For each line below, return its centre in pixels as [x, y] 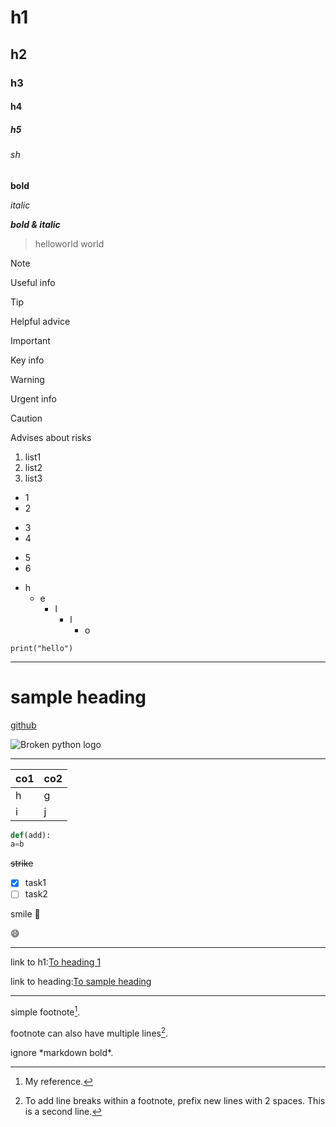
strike [22, 863]
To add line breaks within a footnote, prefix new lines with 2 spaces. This [175, 1100]
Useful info [33, 282]
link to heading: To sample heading [81, 982]
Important [30, 340]
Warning [27, 379]
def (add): [31, 835]
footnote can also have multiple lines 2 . [89, 1032]
